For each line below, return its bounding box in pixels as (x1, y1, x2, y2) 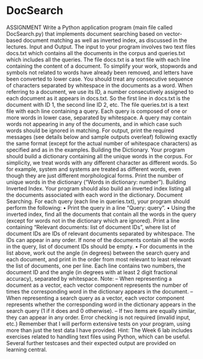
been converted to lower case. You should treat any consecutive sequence (6, 75, 193, 82)
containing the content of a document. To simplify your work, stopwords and (6, 62, 198, 70)
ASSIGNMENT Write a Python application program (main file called (6, 24, 173, 31)
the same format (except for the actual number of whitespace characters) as (6, 139, 198, 147)
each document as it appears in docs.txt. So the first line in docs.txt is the (6, 95, 190, 102)
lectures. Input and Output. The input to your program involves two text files (6, 43, 196, 50)
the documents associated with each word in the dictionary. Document (6, 191, 183, 198)
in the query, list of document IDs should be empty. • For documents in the (6, 243, 193, 250)
